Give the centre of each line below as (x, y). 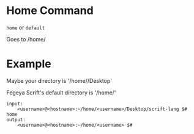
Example (29, 64)
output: (16, 119)
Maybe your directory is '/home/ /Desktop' (59, 80)
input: (15, 104)
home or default (26, 27)
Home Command (50, 11)
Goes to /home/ (26, 39)
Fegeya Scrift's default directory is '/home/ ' (61, 93)
